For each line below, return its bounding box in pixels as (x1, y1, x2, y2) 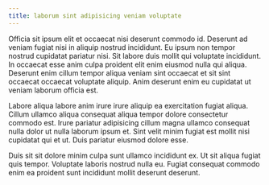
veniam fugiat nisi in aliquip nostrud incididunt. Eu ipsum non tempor (8, 42, 236, 52)
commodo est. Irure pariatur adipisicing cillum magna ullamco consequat (8, 117, 250, 127)
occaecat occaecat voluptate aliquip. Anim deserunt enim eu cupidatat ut (8, 76, 251, 86)
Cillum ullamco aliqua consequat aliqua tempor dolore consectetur (8, 109, 229, 119)
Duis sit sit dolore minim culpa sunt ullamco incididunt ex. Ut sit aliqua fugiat (8, 150, 261, 160)
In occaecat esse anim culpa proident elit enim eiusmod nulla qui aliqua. (8, 60, 247, 69)
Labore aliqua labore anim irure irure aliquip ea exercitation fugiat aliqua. (8, 101, 248, 110)
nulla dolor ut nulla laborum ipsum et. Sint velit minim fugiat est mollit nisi (8, 126, 250, 136)
